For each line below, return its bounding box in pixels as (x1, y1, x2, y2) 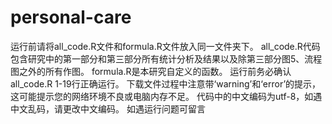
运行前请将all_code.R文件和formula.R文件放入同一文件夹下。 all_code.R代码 (10, 40, 321, 52)
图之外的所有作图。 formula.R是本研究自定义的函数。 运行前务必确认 (10, 65, 292, 77)
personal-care (10, 6, 132, 29)
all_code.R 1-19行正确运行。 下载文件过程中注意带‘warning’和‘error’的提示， (10, 77, 322, 90)
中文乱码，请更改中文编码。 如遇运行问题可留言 (10, 102, 206, 115)
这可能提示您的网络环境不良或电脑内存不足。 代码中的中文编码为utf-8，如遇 (10, 90, 323, 102)
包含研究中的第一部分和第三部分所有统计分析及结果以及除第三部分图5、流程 (10, 52, 323, 65)
